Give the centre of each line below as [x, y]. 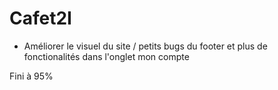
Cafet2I [40, 18]
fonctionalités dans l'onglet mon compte [106, 56]
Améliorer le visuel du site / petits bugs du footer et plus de [145, 46]
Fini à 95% [31, 76]
